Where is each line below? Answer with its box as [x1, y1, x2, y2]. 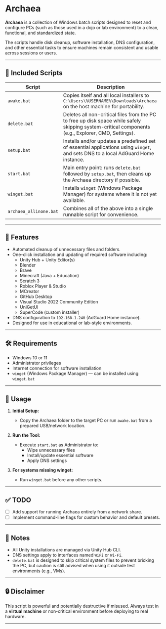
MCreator [19, 288, 40, 294]
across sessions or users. [5, 50, 57, 56]
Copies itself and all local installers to [63, 92, 149, 99]
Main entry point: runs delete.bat [63, 164, 141, 171]
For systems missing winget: [12, 467, 73, 473]
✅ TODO [5, 496, 31, 504]
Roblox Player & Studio [19, 283, 66, 289]
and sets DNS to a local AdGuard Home [63, 150, 155, 157]
